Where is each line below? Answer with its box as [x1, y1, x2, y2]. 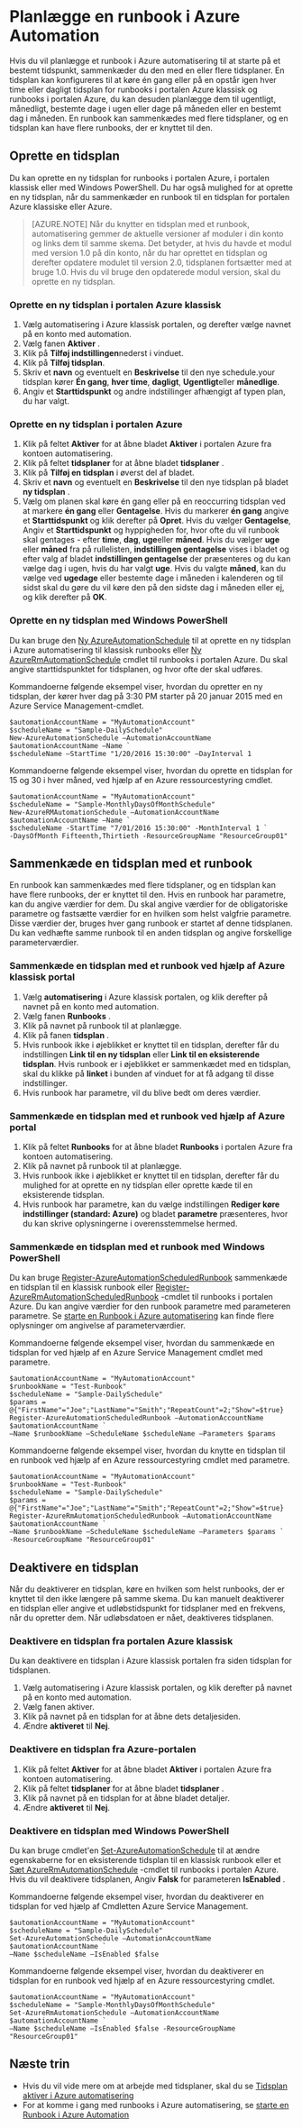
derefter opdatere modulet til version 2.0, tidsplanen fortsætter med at [31, 257, 292, 268]
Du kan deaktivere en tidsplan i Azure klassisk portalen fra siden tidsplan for [9, 1656, 293, 1667]
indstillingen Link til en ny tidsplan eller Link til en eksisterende [22, 1048, 260, 1060]
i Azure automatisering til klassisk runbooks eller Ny [9, 644, 202, 655]
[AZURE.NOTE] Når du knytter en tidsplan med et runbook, [31, 218, 251, 229]
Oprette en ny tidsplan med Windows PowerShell [9, 615, 228, 627]
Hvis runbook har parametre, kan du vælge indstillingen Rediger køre [22, 1199, 280, 1210]
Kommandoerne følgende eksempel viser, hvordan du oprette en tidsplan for [9, 764, 293, 776]
